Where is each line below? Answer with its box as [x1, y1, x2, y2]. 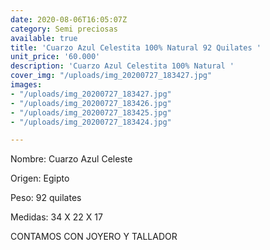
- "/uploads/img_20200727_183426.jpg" [10, 98, 172, 108]
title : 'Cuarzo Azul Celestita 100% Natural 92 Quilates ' [10, 42, 262, 53]
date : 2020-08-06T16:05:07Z [10, 14, 128, 25]
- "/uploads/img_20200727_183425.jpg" [10, 107, 172, 118]
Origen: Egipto [10, 172, 70, 185]
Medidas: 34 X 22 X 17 [10, 211, 103, 223]
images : [10, 80, 43, 90]
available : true [10, 33, 78, 43]
